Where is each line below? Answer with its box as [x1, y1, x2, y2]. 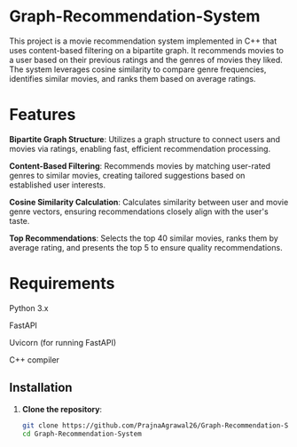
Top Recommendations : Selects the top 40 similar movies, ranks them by [9, 233, 279, 243]
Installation [9, 380, 73, 395]
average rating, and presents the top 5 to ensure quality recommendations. [9, 242, 283, 252]
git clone [21, 420, 59, 430]
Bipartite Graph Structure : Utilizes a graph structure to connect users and [9, 133, 281, 144]
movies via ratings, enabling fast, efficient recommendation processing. [9, 143, 271, 154]
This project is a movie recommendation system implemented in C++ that [9, 36, 277, 46]
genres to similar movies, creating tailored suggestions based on [9, 170, 246, 180]
